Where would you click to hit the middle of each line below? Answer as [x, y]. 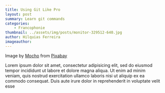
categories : [17, 23]
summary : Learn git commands [35, 19]
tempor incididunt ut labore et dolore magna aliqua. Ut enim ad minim [75, 70]
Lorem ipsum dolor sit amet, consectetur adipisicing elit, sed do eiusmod [79, 65]
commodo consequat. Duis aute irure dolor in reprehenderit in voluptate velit [82, 81]
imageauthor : [18, 42]
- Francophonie [30, 28]
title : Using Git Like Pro [33, 10]
